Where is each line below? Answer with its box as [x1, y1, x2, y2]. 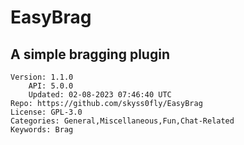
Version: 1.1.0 [10, 72, 74, 82]
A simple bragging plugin [10, 46, 170, 63]
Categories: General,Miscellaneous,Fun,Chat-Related [10, 116, 235, 126]
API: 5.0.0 [28, 81, 74, 91]
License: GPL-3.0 [10, 107, 83, 117]
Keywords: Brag [10, 125, 74, 135]
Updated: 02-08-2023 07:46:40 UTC [28, 90, 172, 100]
